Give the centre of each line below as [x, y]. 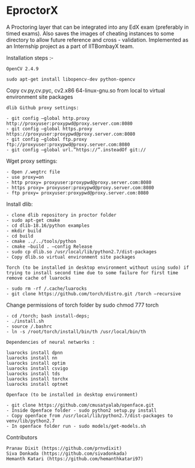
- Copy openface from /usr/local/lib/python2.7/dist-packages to [89, 415]
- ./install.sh [25, 321]
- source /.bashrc [29, 326]
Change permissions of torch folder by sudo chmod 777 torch [82, 305]
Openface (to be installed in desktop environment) [72, 394]
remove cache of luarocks [38, 278]
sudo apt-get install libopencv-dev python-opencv [71, 79]
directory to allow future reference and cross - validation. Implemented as [97, 40]
